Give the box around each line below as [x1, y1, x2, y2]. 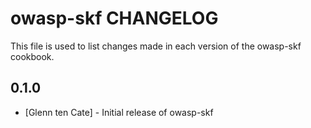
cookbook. [10, 50, 55, 62]
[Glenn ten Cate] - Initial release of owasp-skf [24, 106, 214, 118]
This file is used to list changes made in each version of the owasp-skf [10, 40, 302, 52]
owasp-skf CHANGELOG [10, 7, 219, 30]
